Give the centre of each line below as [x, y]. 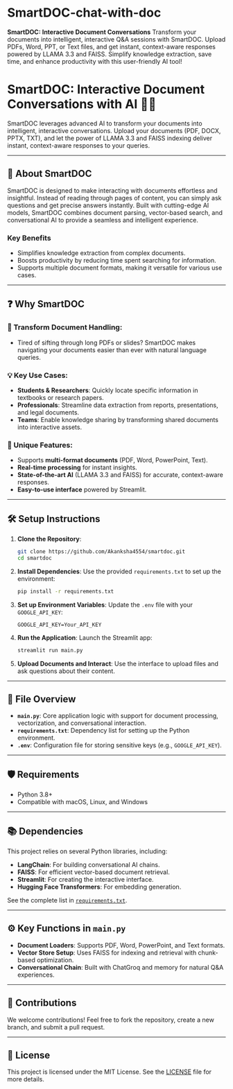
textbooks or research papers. [60, 397]
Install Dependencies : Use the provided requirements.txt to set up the [119, 571]
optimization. [55, 960]
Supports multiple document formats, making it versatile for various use [120, 268]
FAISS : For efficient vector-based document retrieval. [93, 872]
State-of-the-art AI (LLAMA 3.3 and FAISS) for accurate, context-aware [120, 475]
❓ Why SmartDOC [46, 304]
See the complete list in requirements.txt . [67, 900]
